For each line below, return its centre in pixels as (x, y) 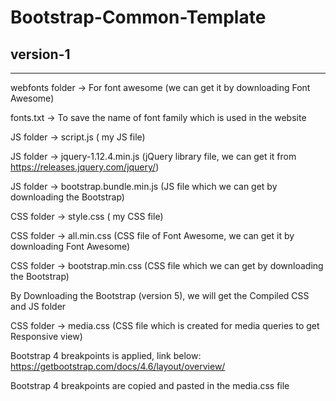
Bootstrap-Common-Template (138, 17)
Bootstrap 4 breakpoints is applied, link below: (106, 355)
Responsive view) (46, 336)
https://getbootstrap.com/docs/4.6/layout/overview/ (118, 366)
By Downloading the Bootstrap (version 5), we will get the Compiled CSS (160, 295)
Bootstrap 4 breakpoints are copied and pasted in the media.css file (150, 385)
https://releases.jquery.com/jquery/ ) (85, 167)
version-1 (40, 54)
